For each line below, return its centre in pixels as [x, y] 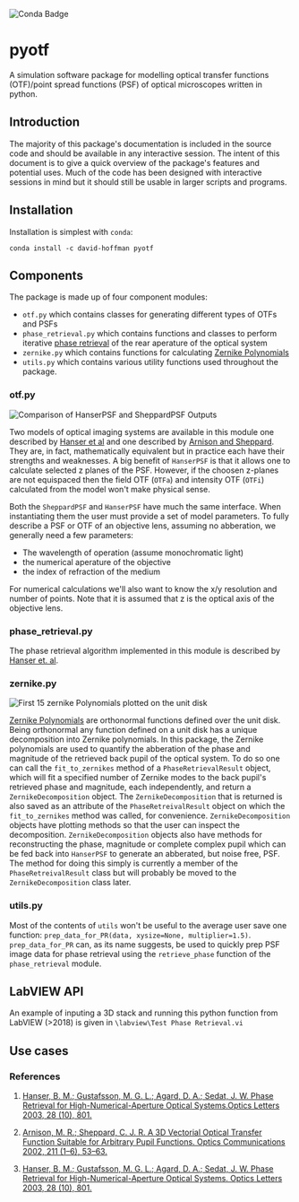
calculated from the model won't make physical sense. [110, 489]
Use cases [39, 1051]
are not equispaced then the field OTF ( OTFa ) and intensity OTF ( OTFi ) [137, 479]
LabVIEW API [47, 991]
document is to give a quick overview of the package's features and [134, 162]
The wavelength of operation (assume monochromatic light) [133, 553]
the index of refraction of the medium [91, 571]
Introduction [45, 122]
